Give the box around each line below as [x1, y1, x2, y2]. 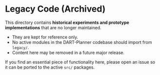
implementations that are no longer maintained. [5, 24, 102, 30]
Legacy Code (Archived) [5, 3, 106, 15]
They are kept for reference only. [12, 34, 78, 40]
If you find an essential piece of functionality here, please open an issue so [5, 59, 156, 65]
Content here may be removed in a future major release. [12, 50, 125, 56]
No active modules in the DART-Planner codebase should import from [12, 39, 152, 45]
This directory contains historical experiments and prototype [5, 19, 129, 25]
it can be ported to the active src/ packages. [5, 64, 95, 70]
